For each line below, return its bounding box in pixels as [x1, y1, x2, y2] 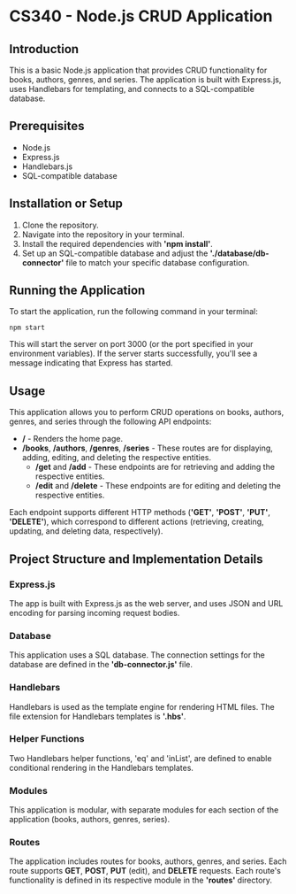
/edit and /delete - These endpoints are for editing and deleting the [34, 481, 281, 491]
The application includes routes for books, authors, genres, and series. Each [9, 856, 287, 867]
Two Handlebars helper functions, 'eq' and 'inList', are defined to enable [9, 752, 272, 763]
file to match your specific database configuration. [65, 257, 250, 267]
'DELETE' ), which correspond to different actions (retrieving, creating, [9, 516, 264, 528]
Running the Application [9, 283, 146, 298]
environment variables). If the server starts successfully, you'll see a [9, 348, 258, 359]
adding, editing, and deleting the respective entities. [21, 452, 212, 463]
